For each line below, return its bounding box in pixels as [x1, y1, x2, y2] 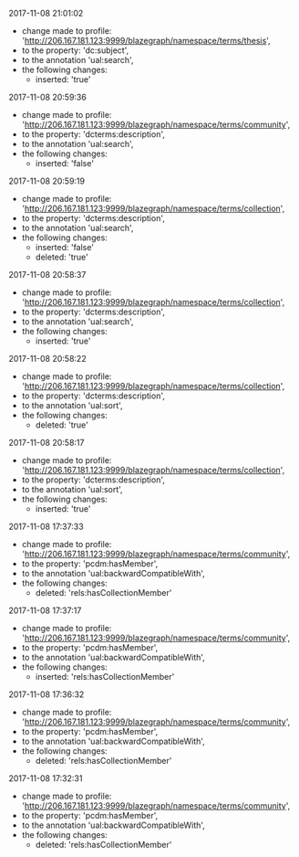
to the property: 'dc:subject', [21, 45, 129, 56]
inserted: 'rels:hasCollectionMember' [35, 672, 175, 682]
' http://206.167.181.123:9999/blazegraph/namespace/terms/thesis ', [21, 36, 271, 46]
